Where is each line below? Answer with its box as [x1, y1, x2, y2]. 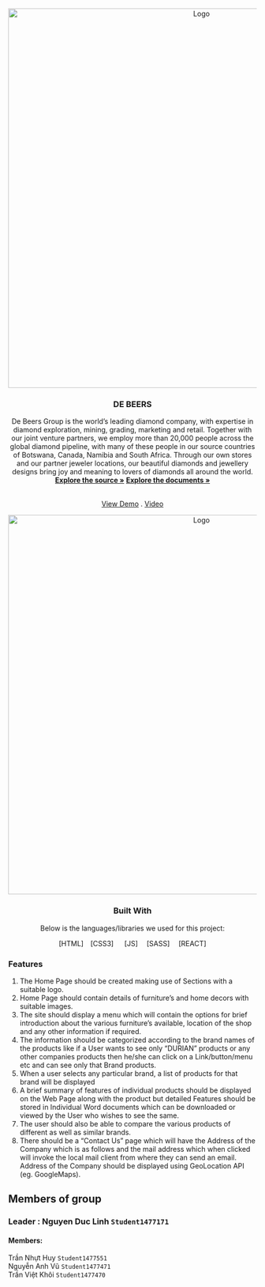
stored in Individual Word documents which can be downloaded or [19, 1102, 236, 1111]
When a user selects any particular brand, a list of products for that [19, 1068, 238, 1078]
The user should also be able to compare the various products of [19, 1119, 231, 1128]
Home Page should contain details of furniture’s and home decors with [19, 993, 249, 1002]
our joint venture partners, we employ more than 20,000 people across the [11, 433, 254, 443]
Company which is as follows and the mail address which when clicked [19, 1144, 251, 1153]
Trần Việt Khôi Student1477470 [8, 1270, 106, 1280]
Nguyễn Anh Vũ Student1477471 [8, 1262, 111, 1271]
